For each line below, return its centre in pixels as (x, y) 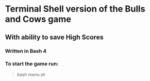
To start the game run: (32, 64)
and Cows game (38, 19)
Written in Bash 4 (26, 51)
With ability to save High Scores (54, 37)
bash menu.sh (31, 74)
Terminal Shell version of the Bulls (75, 9)
